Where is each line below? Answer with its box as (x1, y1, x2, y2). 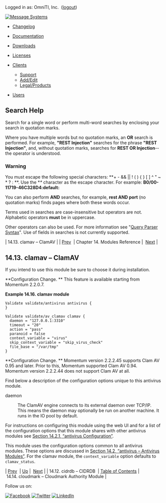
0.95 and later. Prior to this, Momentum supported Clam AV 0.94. (5, 363, 138, 369)
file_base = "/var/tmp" (9, 344, 58, 349)
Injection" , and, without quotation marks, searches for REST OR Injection (5, 145, 155, 151)
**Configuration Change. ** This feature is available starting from (5, 276, 140, 282)
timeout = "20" (9, 322, 41, 327)
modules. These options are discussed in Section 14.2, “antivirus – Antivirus (5, 448, 160, 454)
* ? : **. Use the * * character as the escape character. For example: (5, 179, 142, 186)
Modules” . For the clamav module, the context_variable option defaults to (5, 453, 156, 459)
